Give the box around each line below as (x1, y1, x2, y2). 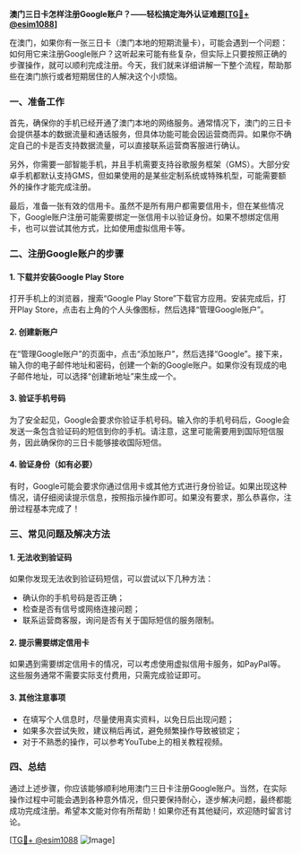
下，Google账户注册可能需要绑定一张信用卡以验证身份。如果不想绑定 (9, 212, 264, 222)
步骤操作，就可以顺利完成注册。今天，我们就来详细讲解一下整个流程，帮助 (9, 60, 284, 70)
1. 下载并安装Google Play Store (9, 271, 125, 282)
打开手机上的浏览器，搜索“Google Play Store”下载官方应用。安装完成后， (9, 293, 279, 304)
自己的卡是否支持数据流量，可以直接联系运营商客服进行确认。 (16, 140, 245, 151)
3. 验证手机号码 (9, 393, 66, 404)
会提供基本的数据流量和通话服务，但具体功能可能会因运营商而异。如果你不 (9, 129, 284, 140)
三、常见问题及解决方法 (9, 527, 110, 540)
